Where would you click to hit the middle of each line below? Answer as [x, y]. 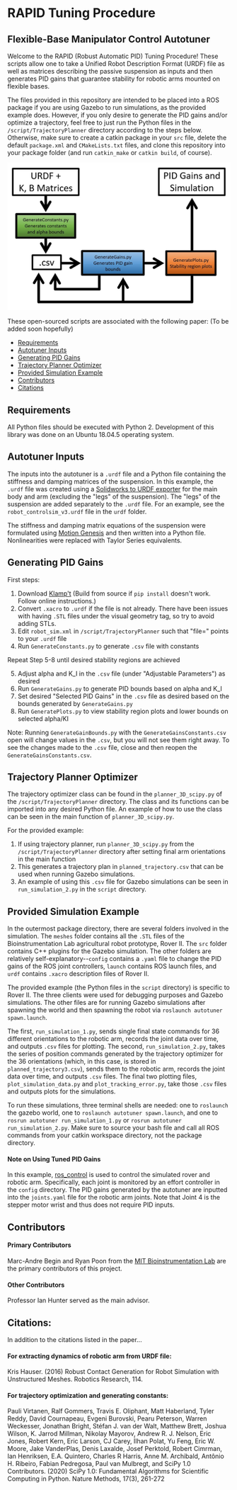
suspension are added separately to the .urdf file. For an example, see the [116, 504]
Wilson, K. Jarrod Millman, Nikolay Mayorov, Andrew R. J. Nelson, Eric [109, 1434]
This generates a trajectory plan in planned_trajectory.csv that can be [121, 867]
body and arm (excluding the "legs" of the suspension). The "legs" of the [114, 496]
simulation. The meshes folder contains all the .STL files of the [96, 936]
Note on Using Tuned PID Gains [54, 1159]
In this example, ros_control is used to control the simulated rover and [109, 1175]
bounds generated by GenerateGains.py [75, 703]
